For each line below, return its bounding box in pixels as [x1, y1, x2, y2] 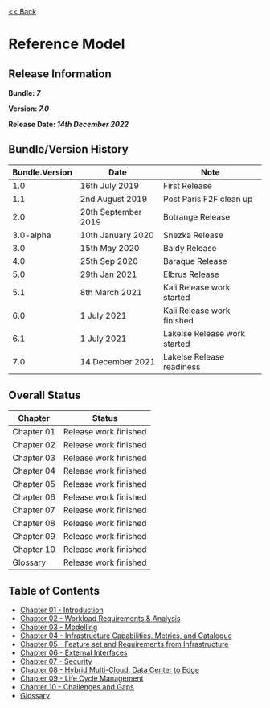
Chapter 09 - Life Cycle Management [19, 673, 144, 683]
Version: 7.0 [8, 104, 50, 113]
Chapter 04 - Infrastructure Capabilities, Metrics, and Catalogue [19, 631, 233, 640]
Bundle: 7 [8, 88, 41, 97]
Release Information [8, 67, 112, 80]
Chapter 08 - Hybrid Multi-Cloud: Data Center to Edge [19, 665, 199, 675]
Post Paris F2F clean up [163, 193, 253, 204]
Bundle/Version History [8, 142, 129, 156]
